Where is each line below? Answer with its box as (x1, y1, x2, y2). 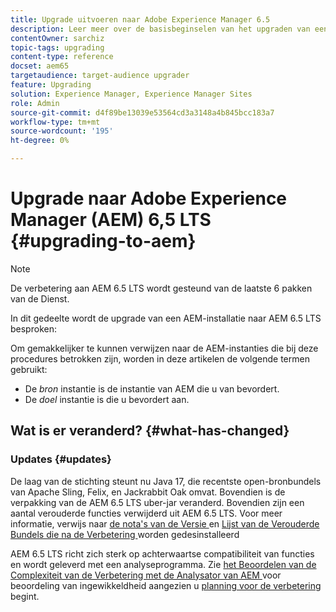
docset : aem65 (10, 61, 70, 71)
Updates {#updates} (10, 452, 112, 466)
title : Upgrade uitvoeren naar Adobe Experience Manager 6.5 (10, 14, 271, 25)
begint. (10, 590, 40, 602)
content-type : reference (10, 52, 114, 62)
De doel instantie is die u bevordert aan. (24, 393, 190, 405)
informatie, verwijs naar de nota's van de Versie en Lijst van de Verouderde (10, 517, 320, 530)
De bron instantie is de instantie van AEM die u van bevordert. (24, 382, 280, 395)
